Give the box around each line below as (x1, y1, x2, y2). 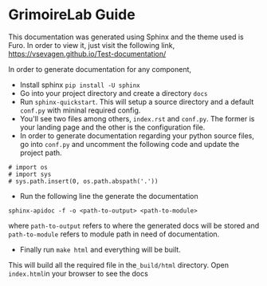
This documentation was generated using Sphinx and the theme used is (8, 32, 245, 42)
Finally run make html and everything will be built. (19, 244, 181, 254)
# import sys (8, 170, 52, 178)
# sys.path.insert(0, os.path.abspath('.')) (8, 177, 159, 185)
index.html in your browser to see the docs (8, 268, 149, 278)
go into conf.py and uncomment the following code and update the (19, 139, 240, 149)
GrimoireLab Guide (8, 6, 135, 24)
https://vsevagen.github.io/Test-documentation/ (8, 49, 167, 58)
